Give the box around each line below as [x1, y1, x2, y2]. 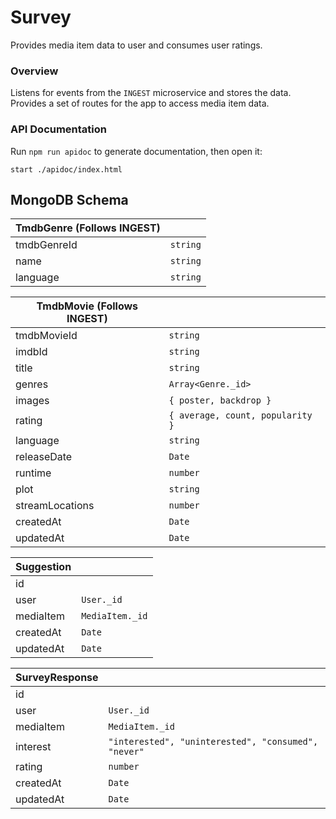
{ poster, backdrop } [168, 395, 272, 406]
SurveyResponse [15, 671, 99, 685]
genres [15, 377, 49, 391]
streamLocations [15, 499, 95, 513]
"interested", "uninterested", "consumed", [108, 736, 319, 748]
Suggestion [15, 560, 72, 574]
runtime [15, 466, 52, 480]
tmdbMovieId [15, 329, 78, 343]
